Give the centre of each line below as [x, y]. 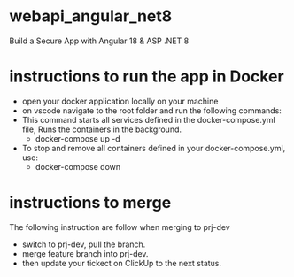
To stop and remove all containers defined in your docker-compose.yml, [154, 148]
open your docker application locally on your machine [120, 101]
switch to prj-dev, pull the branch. [84, 244]
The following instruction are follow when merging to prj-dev [120, 227]
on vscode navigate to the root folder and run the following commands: [151, 110]
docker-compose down [78, 166]
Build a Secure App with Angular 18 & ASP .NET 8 [99, 41]
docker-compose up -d [78, 138]
